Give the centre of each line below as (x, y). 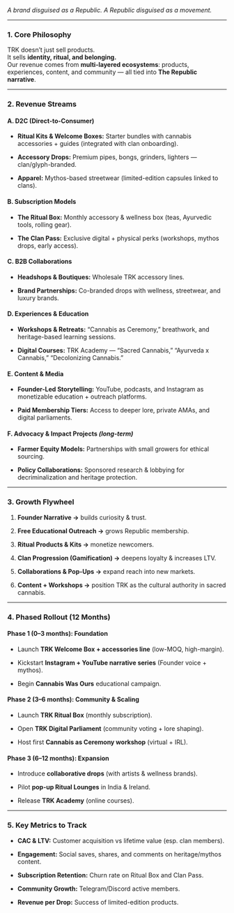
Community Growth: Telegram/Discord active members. (99, 889)
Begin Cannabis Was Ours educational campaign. (89, 683)
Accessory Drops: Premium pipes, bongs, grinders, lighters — (107, 157)
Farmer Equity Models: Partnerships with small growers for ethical (113, 449)
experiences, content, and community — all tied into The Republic (102, 72)
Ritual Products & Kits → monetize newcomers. (86, 544)
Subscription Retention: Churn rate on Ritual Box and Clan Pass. (110, 875)
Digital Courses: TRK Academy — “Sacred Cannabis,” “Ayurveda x (113, 350)
